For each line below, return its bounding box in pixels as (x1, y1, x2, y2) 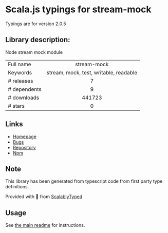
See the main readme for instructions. (5, 222, 85, 228)
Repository (12, 144, 36, 150)
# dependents (8, 86, 42, 93)
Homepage (12, 133, 37, 140)
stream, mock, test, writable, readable (46, 69, 138, 76)
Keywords (8, 69, 32, 76)
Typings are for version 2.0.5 (5, 21, 66, 27)
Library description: (5, 35, 70, 44)
